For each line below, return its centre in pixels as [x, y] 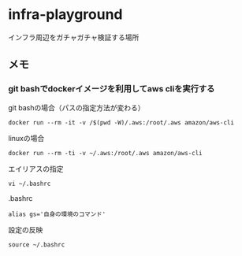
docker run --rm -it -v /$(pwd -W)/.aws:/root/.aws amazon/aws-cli [121, 122]
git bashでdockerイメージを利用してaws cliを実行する [112, 89]
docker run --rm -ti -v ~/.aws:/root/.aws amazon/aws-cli [105, 153]
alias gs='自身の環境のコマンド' [57, 214]
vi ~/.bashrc [30, 184]
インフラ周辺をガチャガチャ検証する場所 [74, 37]
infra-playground [65, 15]
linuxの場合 [26, 138]
